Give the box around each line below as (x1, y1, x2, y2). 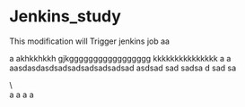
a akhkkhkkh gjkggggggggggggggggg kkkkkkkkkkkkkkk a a (9, 53, 232, 63)
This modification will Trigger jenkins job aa (9, 36, 171, 46)
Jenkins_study (9, 6, 121, 27)
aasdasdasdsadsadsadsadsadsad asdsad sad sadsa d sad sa (9, 62, 237, 73)
